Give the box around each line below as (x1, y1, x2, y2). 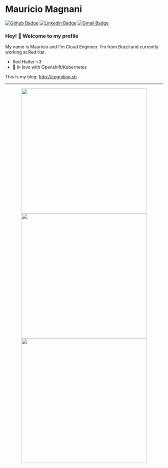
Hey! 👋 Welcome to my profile (5, 32, 79, 39)
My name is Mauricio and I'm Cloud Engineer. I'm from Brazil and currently (5, 44, 158, 50)
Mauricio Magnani (5, 3, 82, 15)
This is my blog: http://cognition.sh (5, 74, 77, 80)
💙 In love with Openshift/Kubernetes (12, 64, 87, 70)
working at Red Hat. (5, 49, 46, 55)
